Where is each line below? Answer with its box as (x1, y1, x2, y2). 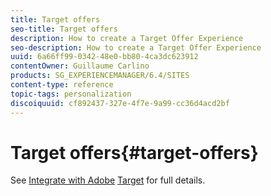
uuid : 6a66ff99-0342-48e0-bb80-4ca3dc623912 (10, 52, 199, 62)
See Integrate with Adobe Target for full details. (10, 174, 206, 186)
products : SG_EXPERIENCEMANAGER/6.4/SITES (10, 71, 190, 81)
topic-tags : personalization (10, 89, 132, 99)
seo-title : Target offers (10, 24, 118, 34)
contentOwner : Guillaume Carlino (10, 61, 150, 71)
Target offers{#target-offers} (10, 141, 259, 164)
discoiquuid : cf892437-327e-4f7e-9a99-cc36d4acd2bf (10, 98, 230, 108)
